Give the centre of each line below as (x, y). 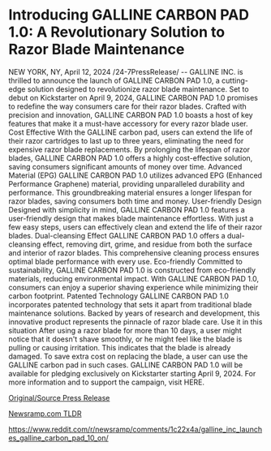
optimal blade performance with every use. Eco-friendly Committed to (126, 261)
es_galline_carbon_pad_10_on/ (58, 438)
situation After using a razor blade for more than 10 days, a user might (125, 330)
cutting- (235, 80)
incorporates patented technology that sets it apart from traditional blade (130, 304)
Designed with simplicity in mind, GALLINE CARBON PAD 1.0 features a (127, 209)
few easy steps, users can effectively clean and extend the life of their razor (135, 227)
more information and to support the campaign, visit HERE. (107, 382)
